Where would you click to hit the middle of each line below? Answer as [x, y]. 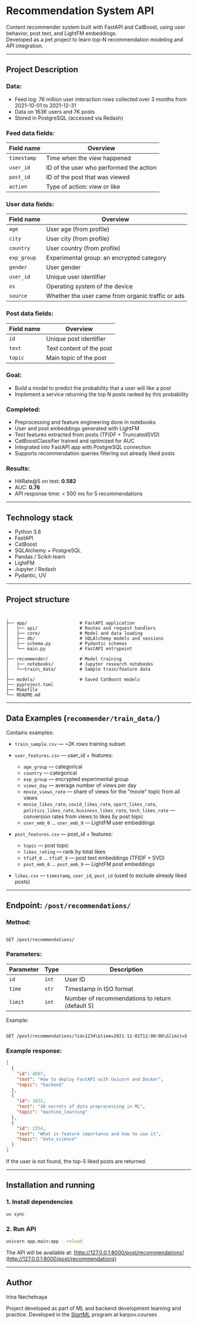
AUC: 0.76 [27, 487]
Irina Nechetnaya [27, 1296]
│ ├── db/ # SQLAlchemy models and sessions [85, 639]
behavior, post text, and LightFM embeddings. [62, 33]
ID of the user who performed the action [101, 167]
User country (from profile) [84, 249]
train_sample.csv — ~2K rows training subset [70, 744]
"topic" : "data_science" [47, 1139]
